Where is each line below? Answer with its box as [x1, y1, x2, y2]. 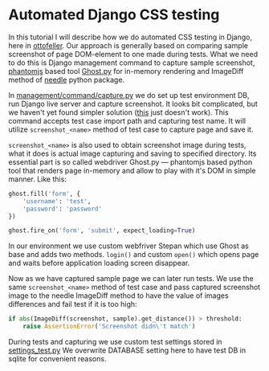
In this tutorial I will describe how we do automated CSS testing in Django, [8, 32, 253, 42]
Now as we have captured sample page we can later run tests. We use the [8, 274, 255, 283]
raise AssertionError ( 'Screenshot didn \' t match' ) [22, 323, 196, 331]
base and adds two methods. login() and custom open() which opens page [8, 250, 259, 259]
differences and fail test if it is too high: [8, 300, 138, 309]
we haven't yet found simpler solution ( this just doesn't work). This [8, 107, 229, 117]
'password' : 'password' [22, 205, 103, 213]
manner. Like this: [8, 174, 67, 184]
